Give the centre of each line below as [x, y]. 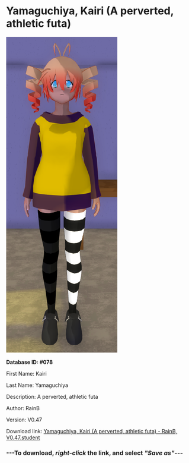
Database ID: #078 [30, 362]
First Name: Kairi [27, 373]
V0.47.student [23, 437]
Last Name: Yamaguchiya [37, 385]
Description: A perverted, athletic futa [52, 396]
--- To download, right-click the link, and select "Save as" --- [95, 453]
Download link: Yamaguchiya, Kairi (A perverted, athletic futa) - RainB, [92, 431]
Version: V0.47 [24, 420]
